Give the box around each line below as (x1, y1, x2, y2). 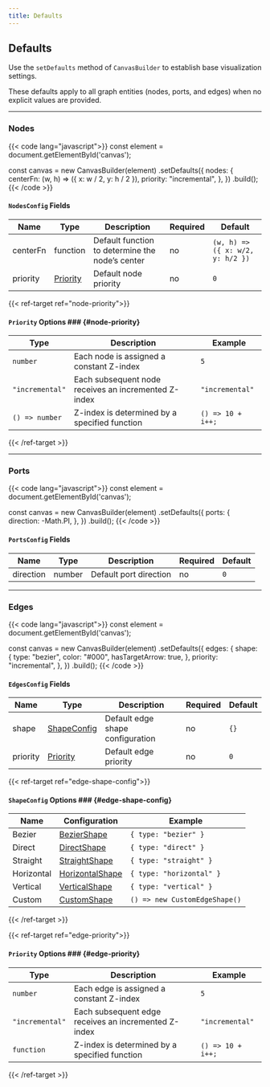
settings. (8, 72, 38, 81)
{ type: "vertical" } (129, 882, 213, 892)
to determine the (93, 244, 156, 255)
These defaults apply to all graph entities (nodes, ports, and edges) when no (8, 87, 262, 96)
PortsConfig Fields (8, 535, 71, 545)
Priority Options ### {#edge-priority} (8, 949, 141, 958)
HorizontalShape (59, 868, 123, 880)
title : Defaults (8, 11, 63, 20)
